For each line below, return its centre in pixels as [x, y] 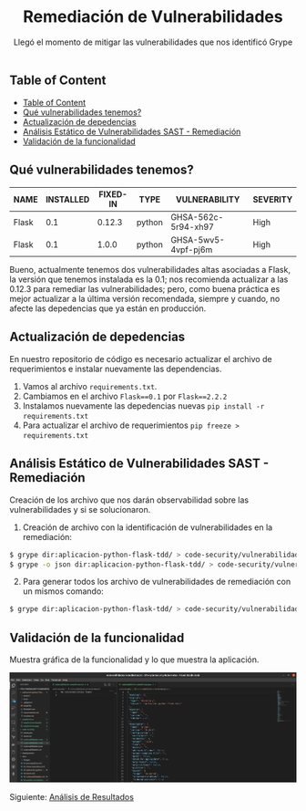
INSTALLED [67, 199]
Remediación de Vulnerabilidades [153, 17]
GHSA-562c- [197, 217]
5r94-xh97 [192, 227]
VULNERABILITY [208, 199]
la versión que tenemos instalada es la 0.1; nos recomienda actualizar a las [149, 279]
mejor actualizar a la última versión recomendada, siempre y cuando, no [145, 299]
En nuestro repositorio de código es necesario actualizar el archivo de [141, 359]
